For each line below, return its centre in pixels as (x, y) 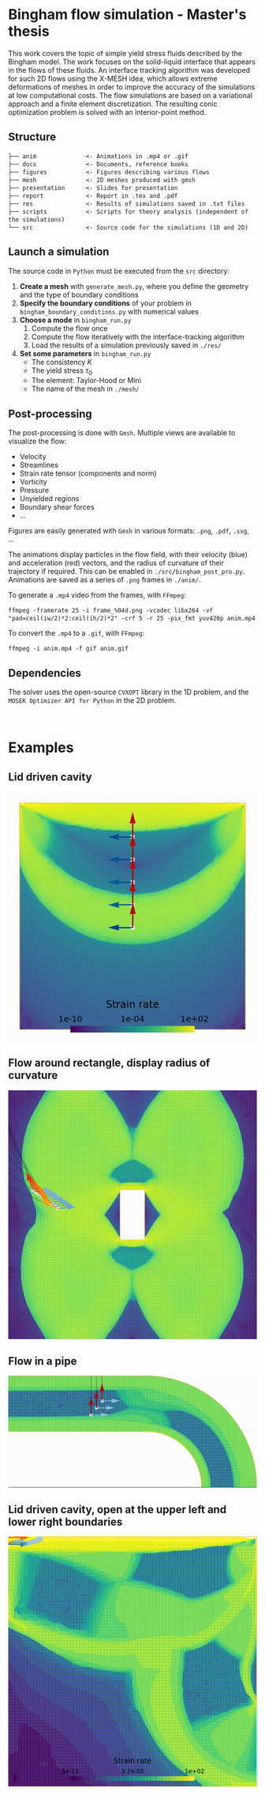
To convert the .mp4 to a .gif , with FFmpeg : (76, 633)
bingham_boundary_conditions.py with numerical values (109, 311)
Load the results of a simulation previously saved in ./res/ (127, 345)
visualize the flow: (37, 442)
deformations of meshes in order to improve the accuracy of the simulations (132, 87)
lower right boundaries (65, 1522)
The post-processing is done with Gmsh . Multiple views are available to (122, 433)
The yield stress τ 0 (62, 371)
